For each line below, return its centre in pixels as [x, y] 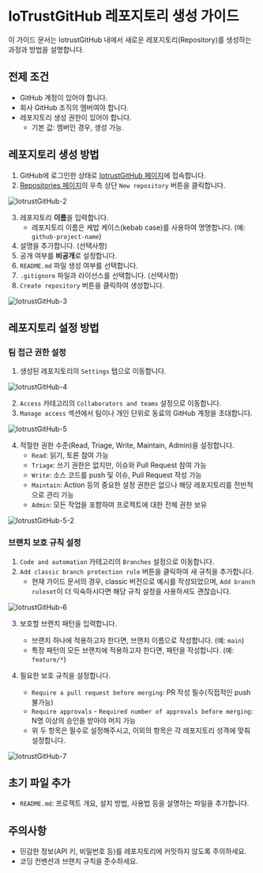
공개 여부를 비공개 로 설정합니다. [68, 255]
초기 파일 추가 [39, 782]
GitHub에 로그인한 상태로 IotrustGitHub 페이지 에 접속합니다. [113, 175]
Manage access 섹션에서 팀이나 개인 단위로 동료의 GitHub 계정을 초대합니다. [136, 414]
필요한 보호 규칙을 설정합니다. [65, 675]
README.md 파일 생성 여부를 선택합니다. [79, 265]
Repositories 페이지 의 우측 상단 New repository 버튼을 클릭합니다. [122, 185]
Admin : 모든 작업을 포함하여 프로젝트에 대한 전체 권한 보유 [119, 505]
